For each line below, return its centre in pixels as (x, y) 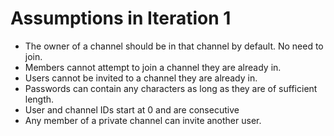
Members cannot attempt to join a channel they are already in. (153, 67)
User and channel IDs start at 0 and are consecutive (132, 109)
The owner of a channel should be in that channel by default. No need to (174, 46)
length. (39, 99)
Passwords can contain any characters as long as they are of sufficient (171, 88)
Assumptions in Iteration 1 (121, 18)
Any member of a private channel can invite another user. (143, 120)
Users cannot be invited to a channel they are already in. (141, 78)
